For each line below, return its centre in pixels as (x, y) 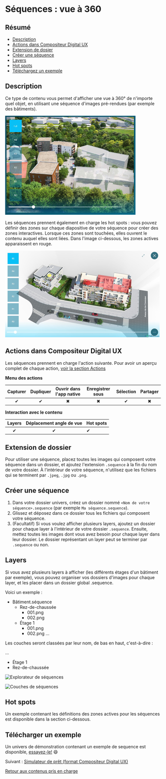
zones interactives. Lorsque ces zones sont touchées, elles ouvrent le (76, 233)
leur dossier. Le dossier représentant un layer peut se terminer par (80, 539)
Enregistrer (98, 389)
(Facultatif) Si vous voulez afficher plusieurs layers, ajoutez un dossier (84, 524)
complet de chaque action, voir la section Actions (56, 368)
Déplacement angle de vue (54, 423)
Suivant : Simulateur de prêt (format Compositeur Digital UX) (67, 762)
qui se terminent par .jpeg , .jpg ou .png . (46, 475)
